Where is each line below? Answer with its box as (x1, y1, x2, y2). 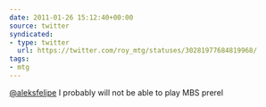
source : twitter (9, 21, 70, 30)
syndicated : (9, 29, 54, 38)
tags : (9, 54, 29, 63)
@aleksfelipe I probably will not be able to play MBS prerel (9, 86, 224, 98)
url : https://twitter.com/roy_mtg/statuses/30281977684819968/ (17, 46, 257, 55)
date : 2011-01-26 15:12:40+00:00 (9, 12, 134, 22)
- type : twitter (9, 37, 70, 47)
